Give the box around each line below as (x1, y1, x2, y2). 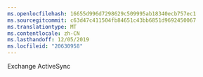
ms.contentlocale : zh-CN (7, 29, 80, 37)
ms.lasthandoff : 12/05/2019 (7, 36, 90, 43)
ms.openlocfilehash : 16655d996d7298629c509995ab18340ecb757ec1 (7, 10, 197, 17)
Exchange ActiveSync (7, 62, 71, 70)
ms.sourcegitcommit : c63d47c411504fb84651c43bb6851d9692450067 (7, 17, 197, 24)
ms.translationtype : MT (7, 23, 77, 30)
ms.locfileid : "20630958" (7, 43, 83, 50)
